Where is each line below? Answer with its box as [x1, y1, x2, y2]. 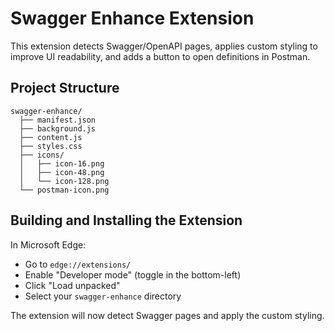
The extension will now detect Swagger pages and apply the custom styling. [10, 309, 325, 321]
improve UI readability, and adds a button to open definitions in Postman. [10, 50, 311, 62]
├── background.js [19, 123, 97, 134]
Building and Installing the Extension [10, 212, 243, 229]
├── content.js [19, 132, 83, 142]
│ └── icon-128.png [19, 176, 110, 186]
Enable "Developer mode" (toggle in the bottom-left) [24, 268, 242, 281]
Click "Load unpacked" [24, 279, 121, 291]
